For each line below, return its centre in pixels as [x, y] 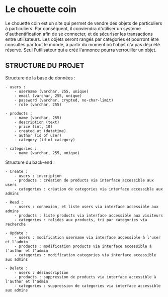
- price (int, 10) [33, 127]
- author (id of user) [38, 135]
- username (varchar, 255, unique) [52, 91]
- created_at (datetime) [40, 131]
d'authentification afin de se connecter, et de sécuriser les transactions [79, 34]
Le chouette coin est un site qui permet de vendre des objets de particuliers [84, 23]
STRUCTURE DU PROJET [45, 66]
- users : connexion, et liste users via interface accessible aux [86, 207]
